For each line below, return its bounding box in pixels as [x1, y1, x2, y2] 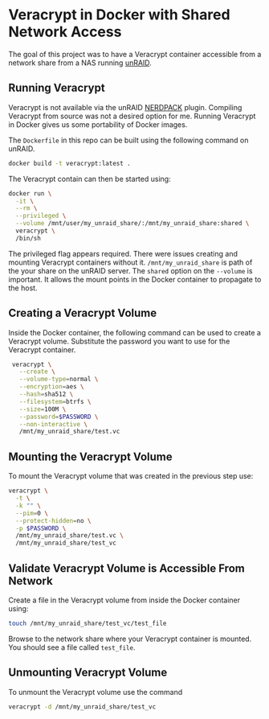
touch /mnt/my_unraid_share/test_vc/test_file [8, 619, 167, 627]
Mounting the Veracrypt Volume [8, 450, 173, 463]
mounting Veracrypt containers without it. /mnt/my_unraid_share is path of [8, 257, 253, 267]
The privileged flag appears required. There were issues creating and [8, 249, 238, 258]
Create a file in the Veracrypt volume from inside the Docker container [8, 595, 241, 605]
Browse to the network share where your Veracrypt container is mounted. [8, 634, 252, 643]
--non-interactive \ [18, 420, 88, 428]
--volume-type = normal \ [18, 376, 99, 384]
